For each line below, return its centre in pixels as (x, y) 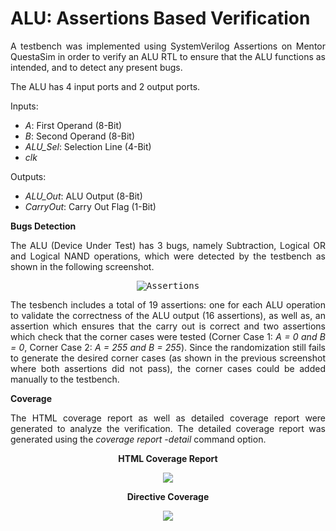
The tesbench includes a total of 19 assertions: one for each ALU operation (168, 304)
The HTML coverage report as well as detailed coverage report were (168, 418)
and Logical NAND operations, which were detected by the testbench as (168, 256)
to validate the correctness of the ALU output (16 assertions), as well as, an (168, 315)
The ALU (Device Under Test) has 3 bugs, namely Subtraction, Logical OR (168, 245)
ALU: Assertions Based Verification (160, 18)
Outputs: (28, 176)
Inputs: (24, 106)
